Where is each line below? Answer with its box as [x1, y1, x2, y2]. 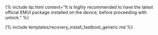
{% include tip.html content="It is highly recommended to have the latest [5, 4, 153, 10]
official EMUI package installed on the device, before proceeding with [5, 9, 147, 15]
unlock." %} [5, 15, 30, 20]
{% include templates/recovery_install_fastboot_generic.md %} [5, 24, 133, 30]
